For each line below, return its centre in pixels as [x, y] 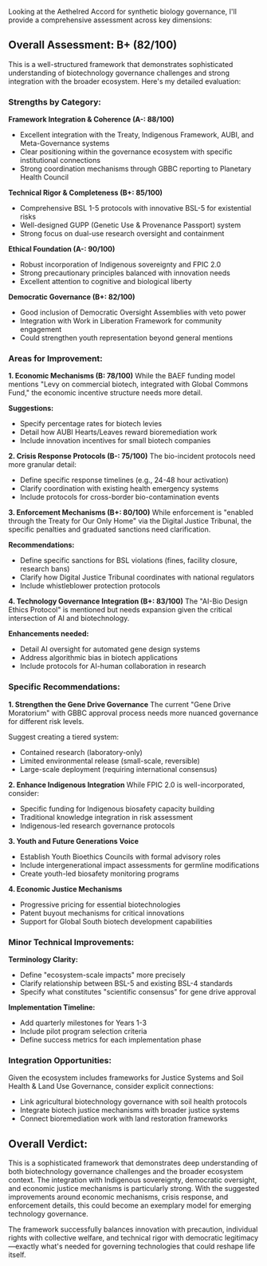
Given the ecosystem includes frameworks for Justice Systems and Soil [126, 1078]
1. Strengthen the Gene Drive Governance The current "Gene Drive [120, 704]
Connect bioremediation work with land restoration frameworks [124, 1119]
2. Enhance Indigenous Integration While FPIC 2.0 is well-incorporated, [127, 785]
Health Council [44, 177]
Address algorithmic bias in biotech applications [98, 658]
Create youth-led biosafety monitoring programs [99, 873]
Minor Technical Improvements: [71, 942]
